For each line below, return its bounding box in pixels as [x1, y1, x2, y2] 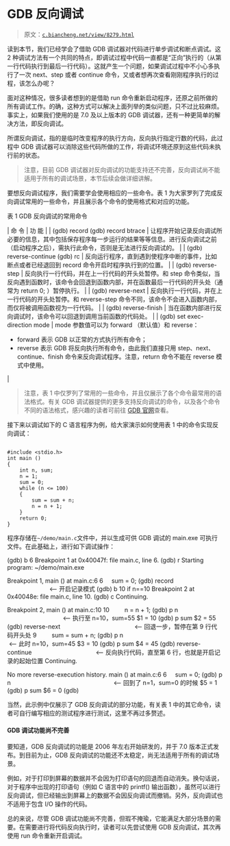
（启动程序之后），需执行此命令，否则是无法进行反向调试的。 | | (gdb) [7, 243, 203, 252]
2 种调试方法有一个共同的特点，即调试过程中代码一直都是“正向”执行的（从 [7, 53, 216, 62]
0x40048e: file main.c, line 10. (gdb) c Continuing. [7, 592, 149, 601]
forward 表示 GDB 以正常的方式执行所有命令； [16, 335, 147, 343]
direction [7, 320, 32, 329]
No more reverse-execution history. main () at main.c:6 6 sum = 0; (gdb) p [7, 670, 222, 679]
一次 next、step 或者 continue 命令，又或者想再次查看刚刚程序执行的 [18, 70, 214, 79]
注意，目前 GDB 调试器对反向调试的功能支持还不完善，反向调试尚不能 [23, 165, 220, 173]
